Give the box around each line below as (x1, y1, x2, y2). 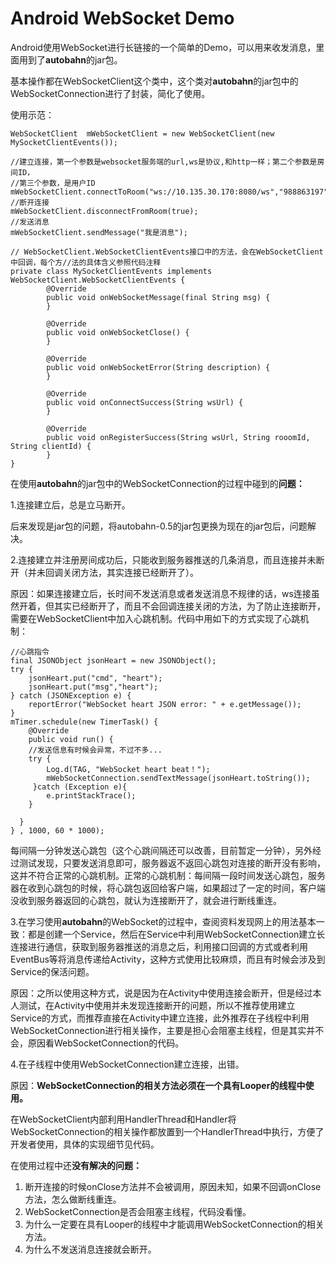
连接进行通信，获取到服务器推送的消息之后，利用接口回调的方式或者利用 (10, 940, 308, 952)
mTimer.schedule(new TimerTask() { (10, 717, 159, 727)
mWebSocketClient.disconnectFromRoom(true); (10, 206, 199, 216)
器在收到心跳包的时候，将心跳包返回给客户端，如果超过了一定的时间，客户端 (10, 882, 326, 894)
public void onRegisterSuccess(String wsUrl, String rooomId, (46, 432, 311, 442)
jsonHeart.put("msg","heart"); (28, 682, 159, 692)
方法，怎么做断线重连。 (24, 1193, 122, 1205)
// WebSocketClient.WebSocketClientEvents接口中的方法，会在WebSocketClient (10, 247, 324, 257)
